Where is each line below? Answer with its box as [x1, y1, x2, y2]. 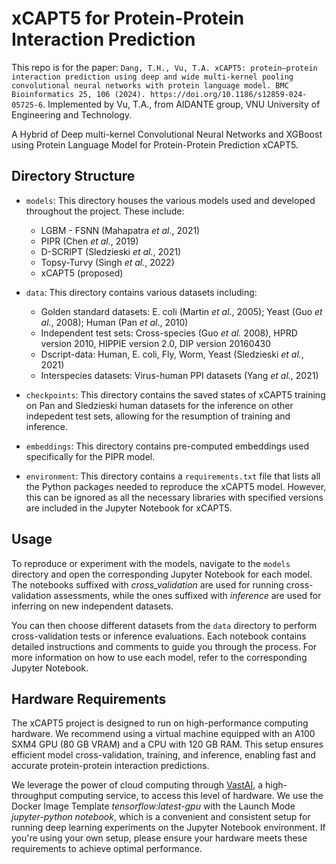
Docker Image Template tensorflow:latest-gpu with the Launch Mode [11, 800, 296, 812]
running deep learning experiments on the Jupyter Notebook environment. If [11, 822, 326, 834]
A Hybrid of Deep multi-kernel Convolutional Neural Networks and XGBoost [11, 128, 323, 140]
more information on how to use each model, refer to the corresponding [11, 651, 308, 663]
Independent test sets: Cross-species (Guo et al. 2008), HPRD [40, 327, 298, 339]
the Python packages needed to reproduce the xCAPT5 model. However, [25, 480, 327, 492]
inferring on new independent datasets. [11, 600, 174, 612]
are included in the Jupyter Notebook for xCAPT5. [25, 502, 233, 514]
